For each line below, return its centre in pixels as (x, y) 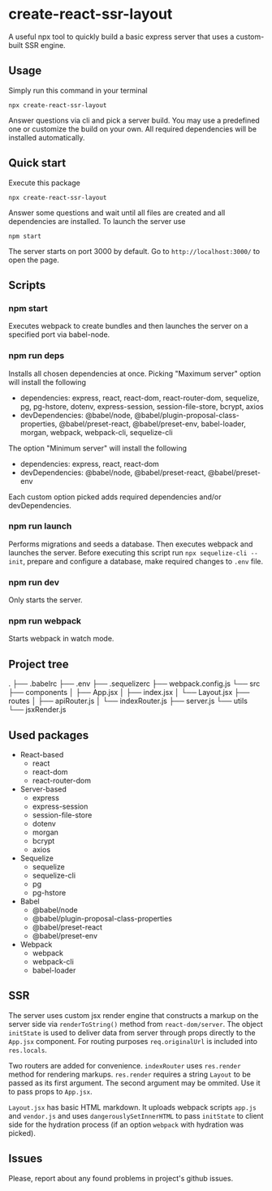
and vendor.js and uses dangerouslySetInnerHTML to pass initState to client (136, 1115)
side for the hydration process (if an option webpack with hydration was (126, 1124)
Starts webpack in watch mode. (61, 639)
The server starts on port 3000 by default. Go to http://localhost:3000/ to (134, 251)
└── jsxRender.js (37, 710)
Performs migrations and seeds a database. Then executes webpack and (131, 544)
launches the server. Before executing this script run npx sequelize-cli (128, 552)
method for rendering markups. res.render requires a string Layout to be (130, 1074)
